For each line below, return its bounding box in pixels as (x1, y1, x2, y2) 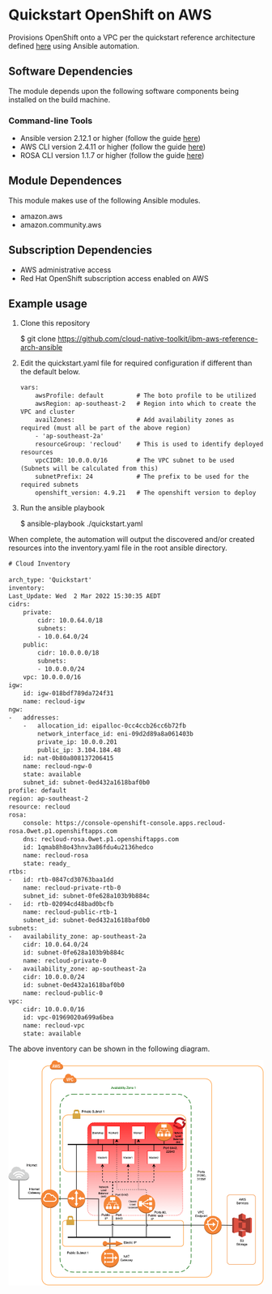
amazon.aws (19, 211, 63, 220)
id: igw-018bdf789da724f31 (23, 690, 114, 698)
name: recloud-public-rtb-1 (23, 908, 117, 916)
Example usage (8, 297, 87, 311)
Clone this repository (19, 318, 91, 328)
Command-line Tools (8, 115, 93, 126)
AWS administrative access (19, 265, 112, 275)
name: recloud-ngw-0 (23, 762, 92, 771)
